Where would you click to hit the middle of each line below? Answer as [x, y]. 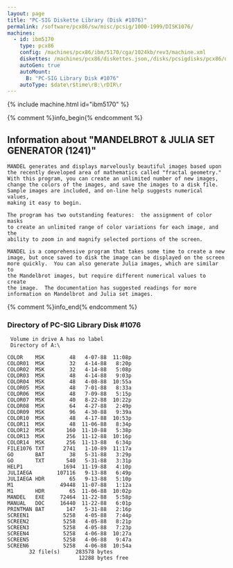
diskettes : [35, 59]
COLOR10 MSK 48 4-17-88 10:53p [69, 418]
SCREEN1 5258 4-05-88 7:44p [69, 516]
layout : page [26, 14]
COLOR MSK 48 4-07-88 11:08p [69, 358]
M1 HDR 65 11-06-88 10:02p [69, 491]
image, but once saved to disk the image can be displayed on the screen [116, 258]
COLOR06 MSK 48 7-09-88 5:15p [69, 394]
